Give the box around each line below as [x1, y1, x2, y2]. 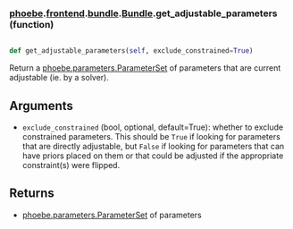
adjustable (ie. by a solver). [9, 72, 110, 83]
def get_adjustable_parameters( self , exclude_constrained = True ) [9, 47, 254, 55]
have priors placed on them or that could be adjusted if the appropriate [21, 150, 284, 161]
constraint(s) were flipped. [21, 159, 121, 170]
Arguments [9, 98, 74, 114]
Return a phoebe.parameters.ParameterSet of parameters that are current [9, 63, 281, 73]
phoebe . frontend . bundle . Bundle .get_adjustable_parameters [9, 7, 278, 20]
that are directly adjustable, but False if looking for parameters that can [21, 140, 285, 151]
